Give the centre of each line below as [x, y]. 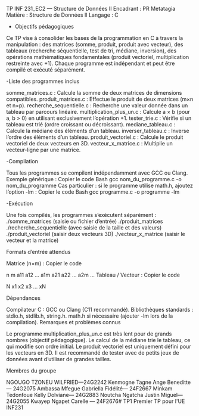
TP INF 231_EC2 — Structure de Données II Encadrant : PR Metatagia [91, 9]
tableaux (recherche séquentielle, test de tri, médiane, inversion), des [91, 51]
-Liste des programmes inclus [43, 81]
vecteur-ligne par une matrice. [43, 150]
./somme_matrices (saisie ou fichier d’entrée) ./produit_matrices [85, 221]
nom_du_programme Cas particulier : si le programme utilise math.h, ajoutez [100, 185]
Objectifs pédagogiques [44, 27]
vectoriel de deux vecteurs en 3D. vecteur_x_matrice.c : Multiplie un [89, 143]
